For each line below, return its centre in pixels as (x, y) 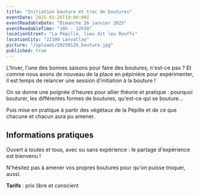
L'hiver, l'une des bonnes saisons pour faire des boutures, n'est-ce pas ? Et (99, 68)
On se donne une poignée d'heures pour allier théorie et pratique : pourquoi (99, 92)
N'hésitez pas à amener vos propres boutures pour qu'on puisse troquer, (96, 167)
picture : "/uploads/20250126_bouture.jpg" (60, 45)
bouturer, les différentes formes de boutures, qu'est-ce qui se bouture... (95, 98)
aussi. (13, 173)
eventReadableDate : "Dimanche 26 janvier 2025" (67, 23)
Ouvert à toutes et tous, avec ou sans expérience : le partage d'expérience (98, 150)
